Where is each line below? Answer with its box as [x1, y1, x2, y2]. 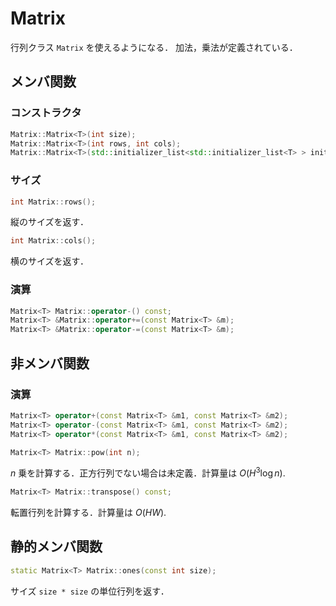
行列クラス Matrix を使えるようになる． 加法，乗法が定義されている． [10, 41, 298, 53]
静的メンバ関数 [10, 538, 103, 556]
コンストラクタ [10, 106, 82, 120]
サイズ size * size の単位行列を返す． [10, 585, 170, 597]
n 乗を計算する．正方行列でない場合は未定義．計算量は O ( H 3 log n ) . [10, 465, 286, 479]
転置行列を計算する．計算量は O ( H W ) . [10, 506, 167, 518]
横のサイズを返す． [10, 255, 90, 267]
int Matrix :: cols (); [10, 236, 97, 246]
